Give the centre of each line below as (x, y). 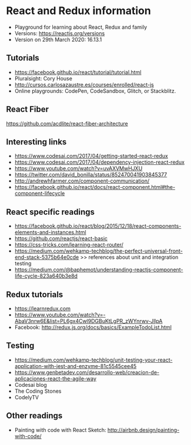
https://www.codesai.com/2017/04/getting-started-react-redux (91, 156)
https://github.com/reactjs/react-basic (61, 238)
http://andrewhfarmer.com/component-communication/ (82, 181)
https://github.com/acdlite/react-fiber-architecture (67, 123)
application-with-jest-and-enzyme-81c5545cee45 (76, 366)
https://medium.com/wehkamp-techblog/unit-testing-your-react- (93, 360)
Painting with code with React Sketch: (61, 430)
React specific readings (51, 212)
